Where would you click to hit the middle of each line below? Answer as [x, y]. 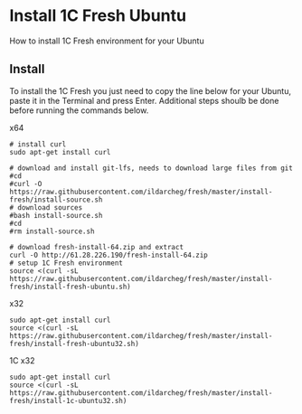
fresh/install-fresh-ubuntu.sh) [70, 287]
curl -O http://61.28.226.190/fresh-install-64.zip [109, 255]
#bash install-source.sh [56, 215]
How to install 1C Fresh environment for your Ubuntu [107, 41]
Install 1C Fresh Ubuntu [98, 16]
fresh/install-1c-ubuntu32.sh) [68, 400]
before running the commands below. [79, 110]
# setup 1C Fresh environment [66, 263]
